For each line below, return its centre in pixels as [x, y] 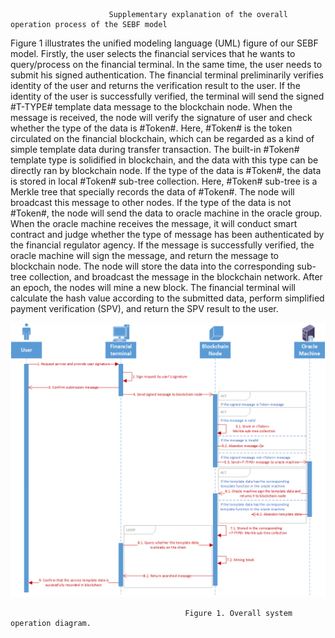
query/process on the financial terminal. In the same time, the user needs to [166, 64]
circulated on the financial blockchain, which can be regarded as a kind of [162, 138]
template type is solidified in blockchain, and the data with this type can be [164, 160]
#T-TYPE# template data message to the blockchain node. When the [151, 107]
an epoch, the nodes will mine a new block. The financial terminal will [153, 287]
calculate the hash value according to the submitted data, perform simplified [167, 298]
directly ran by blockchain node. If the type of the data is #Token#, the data [166, 170]
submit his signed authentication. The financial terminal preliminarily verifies [167, 75]
